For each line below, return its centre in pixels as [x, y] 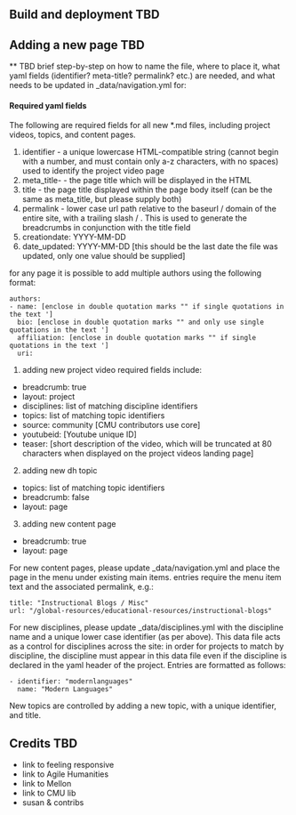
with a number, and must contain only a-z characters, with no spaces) [150, 161]
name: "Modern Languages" [65, 690]
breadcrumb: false [56, 497]
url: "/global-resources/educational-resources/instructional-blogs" [141, 611]
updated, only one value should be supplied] [104, 256]
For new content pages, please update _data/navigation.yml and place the [144, 568]
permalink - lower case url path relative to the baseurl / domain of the [149, 209]
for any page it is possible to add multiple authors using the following [136, 273]
